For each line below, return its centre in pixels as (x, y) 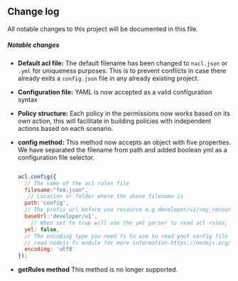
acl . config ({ (37, 176)
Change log (33, 12)
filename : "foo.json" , (56, 190)
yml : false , (42, 229)
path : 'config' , (47, 203)
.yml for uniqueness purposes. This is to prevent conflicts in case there (122, 70)
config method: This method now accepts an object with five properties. (124, 142)
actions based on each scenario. (65, 128)
